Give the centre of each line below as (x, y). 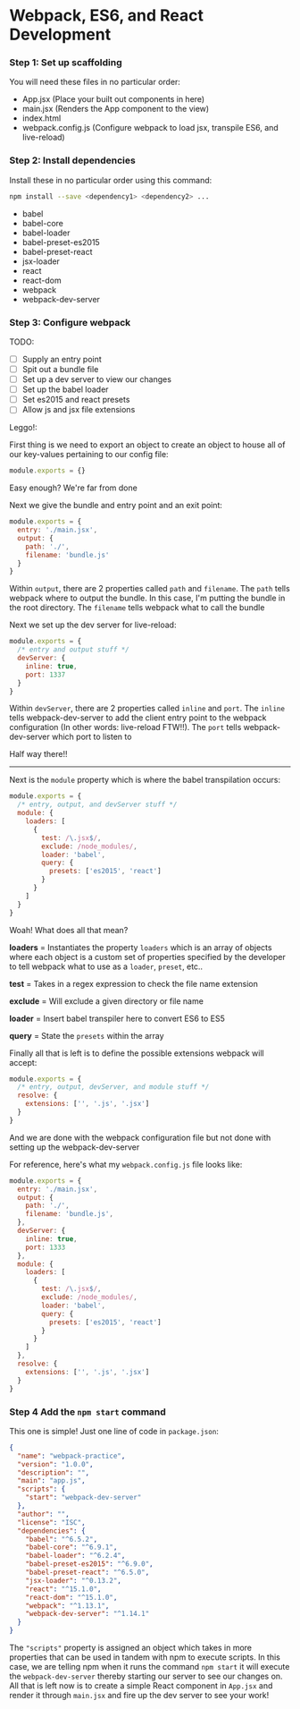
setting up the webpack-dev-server (75, 1147)
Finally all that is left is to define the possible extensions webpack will (137, 1053)
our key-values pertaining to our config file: (89, 455)
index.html (42, 118)
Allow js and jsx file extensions (79, 410)
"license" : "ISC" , (52, 1522)
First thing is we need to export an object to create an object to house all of (147, 445)
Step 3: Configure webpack (70, 322)
